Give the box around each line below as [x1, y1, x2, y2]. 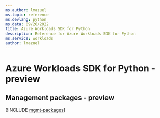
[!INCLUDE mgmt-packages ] [5, 107, 65, 113]
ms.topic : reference [5, 12, 49, 17]
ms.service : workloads [5, 36, 54, 41]
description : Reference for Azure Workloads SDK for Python [5, 31, 136, 36]
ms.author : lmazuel [5, 7, 47, 13]
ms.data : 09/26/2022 [5, 21, 49, 27]
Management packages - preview [5, 94, 115, 102]
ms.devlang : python [5, 17, 47, 22]
